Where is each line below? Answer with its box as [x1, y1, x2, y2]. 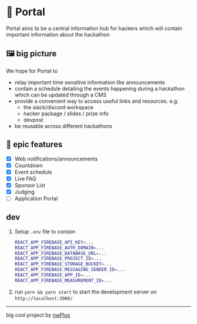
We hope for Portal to [6, 67, 58, 74]
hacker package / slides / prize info [23, 110, 109, 117]
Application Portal [14, 195, 58, 202]
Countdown [14, 162, 43, 169]
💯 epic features [6, 139, 63, 149]
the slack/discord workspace [23, 103, 94, 111]
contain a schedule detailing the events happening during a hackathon [14, 85, 185, 92]
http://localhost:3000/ [14, 295, 73, 302]
